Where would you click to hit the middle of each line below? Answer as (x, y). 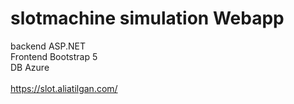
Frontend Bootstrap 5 (54, 56)
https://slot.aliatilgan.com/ (64, 88)
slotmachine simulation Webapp (147, 18)
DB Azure (30, 67)
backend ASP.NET (48, 46)
